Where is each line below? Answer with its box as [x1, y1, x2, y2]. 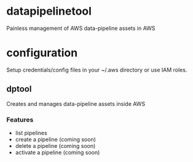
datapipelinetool [6, 4, 92, 18]
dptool [6, 84, 32, 94]
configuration [6, 46, 78, 60]
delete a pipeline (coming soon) [15, 142, 96, 149]
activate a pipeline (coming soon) [15, 149, 100, 156]
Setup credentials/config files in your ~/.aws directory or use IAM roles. [6, 66, 187, 73]
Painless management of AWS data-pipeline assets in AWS [6, 24, 156, 32]
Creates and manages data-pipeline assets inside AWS [6, 100, 146, 108]
